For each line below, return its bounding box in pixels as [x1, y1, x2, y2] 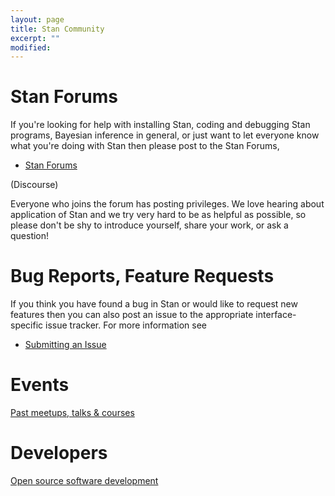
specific [10, 319, 44, 331]
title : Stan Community [10, 24, 105, 34]
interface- [255, 309, 297, 321]
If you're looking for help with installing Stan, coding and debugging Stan [10, 119, 311, 131]
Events [10, 374, 70, 396]
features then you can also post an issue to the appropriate [10, 309, 254, 321]
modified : [10, 42, 52, 53]
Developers [10, 442, 108, 465]
